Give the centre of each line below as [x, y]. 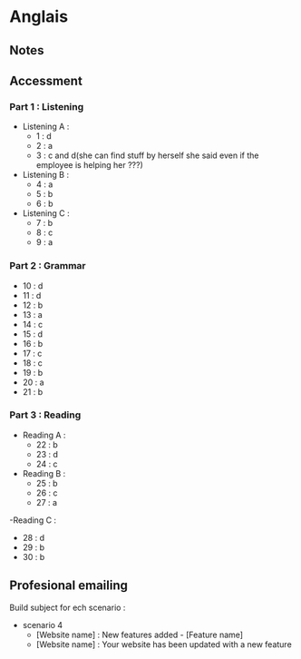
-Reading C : [33, 520]
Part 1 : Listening [47, 106]
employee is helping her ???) [89, 165]
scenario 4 [43, 625]
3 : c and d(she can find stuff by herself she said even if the [147, 155]
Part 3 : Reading [45, 415]
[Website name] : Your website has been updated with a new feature [164, 644]
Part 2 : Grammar [48, 266]
